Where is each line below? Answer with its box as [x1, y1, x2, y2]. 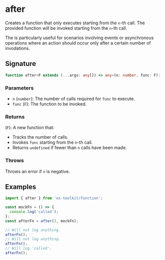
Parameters [5, 84, 34, 91]
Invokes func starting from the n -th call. [12, 140, 93, 146]
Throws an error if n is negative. [5, 168, 70, 174]
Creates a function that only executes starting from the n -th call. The [5, 20, 145, 26]
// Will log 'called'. [5, 246, 52, 251]
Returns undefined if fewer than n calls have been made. [12, 145, 127, 151]
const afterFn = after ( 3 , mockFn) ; [5, 218, 79, 223]
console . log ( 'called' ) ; [9, 209, 58, 214]
